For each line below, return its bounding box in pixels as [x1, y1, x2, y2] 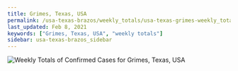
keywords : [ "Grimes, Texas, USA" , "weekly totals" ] [7, 30, 163, 37]
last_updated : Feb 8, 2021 [7, 23, 87, 30]
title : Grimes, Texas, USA [7, 10, 87, 18]
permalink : [7, 17, 40, 24]
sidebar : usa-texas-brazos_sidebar [7, 37, 113, 44]
